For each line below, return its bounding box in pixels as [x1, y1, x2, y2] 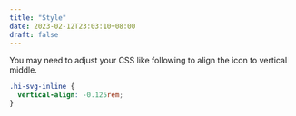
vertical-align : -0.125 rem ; [17, 91, 124, 100]
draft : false [9, 30, 59, 39]
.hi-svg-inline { [9, 82, 75, 92]
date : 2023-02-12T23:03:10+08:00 [9, 22, 136, 31]
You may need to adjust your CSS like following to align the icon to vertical [9, 55, 288, 66]
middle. [9, 64, 38, 75]
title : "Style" [9, 13, 67, 23]
